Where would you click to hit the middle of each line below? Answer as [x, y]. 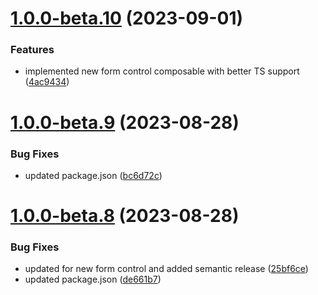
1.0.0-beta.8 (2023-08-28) [125, 216]
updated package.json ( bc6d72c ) [93, 175]
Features [32, 50]
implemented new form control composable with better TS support [162, 71]
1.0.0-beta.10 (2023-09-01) [127, 18]
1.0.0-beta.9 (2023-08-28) [125, 122]
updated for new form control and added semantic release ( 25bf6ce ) [166, 269]
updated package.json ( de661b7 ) [93, 279]
